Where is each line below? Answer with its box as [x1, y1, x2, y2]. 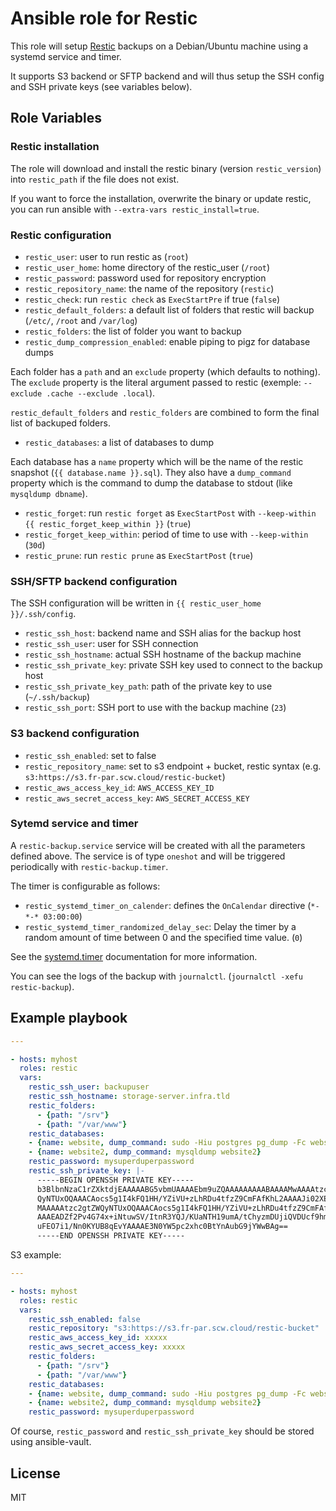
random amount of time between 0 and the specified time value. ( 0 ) [24, 931, 303, 943]
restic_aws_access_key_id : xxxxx [28, 1333, 168, 1343]
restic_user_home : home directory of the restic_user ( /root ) [24, 261, 271, 273]
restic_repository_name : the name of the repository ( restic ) [24, 282, 275, 294]
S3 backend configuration [10, 727, 140, 741]
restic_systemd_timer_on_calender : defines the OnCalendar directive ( [24, 899, 312, 911]
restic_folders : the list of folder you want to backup [24, 325, 242, 337]
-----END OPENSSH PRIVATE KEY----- [36, 1231, 186, 1241]
